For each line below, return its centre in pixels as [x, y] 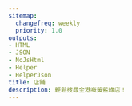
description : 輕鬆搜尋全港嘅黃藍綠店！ [67, 90]
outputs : [23, 38]
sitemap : [23, 16]
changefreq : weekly [48, 23]
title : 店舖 [27, 82]
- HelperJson [30, 75]
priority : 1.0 [39, 30]
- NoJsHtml [26, 61]
